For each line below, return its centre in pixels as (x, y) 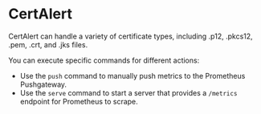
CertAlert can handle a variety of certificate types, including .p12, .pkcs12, (130, 36)
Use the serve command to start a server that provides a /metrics (128, 92)
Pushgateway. (43, 84)
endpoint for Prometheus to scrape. (79, 101)
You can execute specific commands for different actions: (104, 60)
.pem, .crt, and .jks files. (48, 44)
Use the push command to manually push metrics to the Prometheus (133, 75)
